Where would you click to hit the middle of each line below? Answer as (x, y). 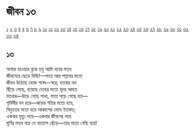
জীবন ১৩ (21, 12)
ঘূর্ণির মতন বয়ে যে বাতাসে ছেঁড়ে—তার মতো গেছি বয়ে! (52, 123)
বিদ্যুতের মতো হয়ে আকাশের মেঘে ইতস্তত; (41, 109)
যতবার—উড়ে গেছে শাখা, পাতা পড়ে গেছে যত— (47, 96)
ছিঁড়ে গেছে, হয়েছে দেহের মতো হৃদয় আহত (42, 89)
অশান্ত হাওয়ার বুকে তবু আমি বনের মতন (39, 69)
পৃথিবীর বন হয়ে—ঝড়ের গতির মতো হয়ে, (40, 102)
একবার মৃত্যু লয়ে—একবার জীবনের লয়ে (39, 116)
